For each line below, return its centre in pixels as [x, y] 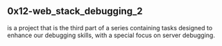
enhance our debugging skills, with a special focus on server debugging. [111, 35]
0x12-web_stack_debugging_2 [75, 11]
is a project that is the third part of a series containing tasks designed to [110, 27]
